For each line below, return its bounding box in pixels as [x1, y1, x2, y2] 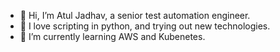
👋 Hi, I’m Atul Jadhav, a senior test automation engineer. [19, 10, 251, 21]
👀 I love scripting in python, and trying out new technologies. [19, 20, 271, 32]
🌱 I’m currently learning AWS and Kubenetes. [19, 31, 206, 42]
